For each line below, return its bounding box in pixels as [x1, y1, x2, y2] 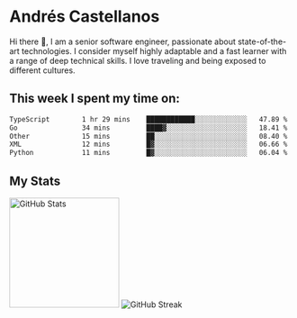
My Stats [9, 173, 61, 188]
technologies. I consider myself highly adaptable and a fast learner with [21, 45, 287, 56]
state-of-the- [237, 36, 286, 47]
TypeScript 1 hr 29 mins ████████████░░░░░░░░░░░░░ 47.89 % [9, 114, 288, 123]
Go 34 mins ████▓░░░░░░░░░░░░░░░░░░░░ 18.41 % [9, 123, 288, 132]
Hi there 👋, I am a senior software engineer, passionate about [9, 36, 237, 47]
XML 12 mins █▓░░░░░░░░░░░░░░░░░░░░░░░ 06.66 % [9, 140, 288, 150]
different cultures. [9, 65, 76, 76]
